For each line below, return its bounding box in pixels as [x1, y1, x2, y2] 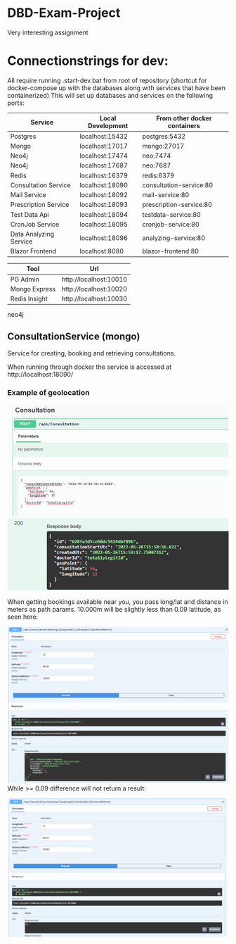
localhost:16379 [79, 171, 128, 180]
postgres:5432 [142, 132, 186, 140]
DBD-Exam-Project [7, 5, 121, 21]
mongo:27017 [142, 141, 185, 150]
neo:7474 [142, 151, 171, 160]
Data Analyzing [10, 230, 55, 239]
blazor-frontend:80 [142, 247, 199, 256]
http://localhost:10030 [61, 294, 128, 303]
